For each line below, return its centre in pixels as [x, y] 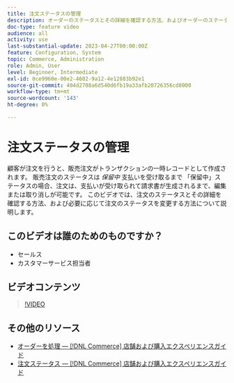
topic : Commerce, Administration [56, 59]
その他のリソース [44, 328]
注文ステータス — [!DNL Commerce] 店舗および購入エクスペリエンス [116, 363]
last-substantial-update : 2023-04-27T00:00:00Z [78, 46]
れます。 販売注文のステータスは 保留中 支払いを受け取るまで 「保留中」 [111, 177]
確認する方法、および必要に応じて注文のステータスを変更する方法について [114, 203]
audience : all [28, 33]
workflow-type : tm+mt [39, 92]
